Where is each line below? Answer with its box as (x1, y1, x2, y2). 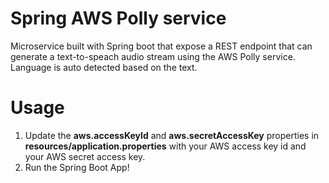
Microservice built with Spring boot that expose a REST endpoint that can (10, 40, 313, 52)
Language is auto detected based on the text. (10, 61, 198, 73)
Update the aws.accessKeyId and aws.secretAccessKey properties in (24, 129, 320, 141)
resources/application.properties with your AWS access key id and (24, 140, 307, 152)
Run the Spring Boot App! (24, 161, 130, 173)
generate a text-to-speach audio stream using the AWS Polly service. (10, 50, 296, 62)
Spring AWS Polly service (10, 7, 227, 30)
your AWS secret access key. (24, 150, 146, 162)
